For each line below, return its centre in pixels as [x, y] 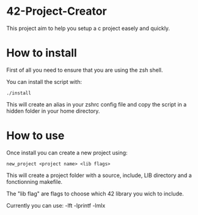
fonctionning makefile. [35, 181]
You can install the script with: [44, 81]
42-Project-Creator [57, 11]
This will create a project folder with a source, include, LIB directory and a [99, 175]
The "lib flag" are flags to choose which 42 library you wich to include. [95, 194]
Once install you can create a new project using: [67, 153]
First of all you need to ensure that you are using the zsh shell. [85, 70]
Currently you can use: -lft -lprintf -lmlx [56, 205]
